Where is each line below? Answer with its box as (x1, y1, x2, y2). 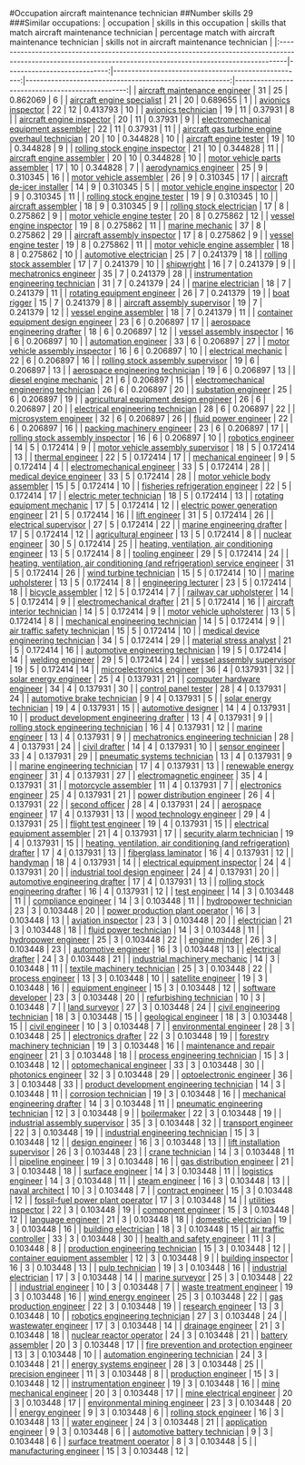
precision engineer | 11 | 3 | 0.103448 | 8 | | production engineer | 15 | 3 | (9, 1369, 280, 1379)
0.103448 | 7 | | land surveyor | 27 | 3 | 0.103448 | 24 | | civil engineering (9, 1002, 280, 1012)
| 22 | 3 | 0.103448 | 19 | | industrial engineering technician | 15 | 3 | (9, 1127, 261, 1138)
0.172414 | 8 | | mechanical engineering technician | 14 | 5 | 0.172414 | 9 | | (9, 616, 286, 626)
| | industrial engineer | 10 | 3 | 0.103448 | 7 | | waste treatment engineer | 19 (9, 1282, 293, 1292)
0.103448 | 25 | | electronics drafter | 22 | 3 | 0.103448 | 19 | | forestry (9, 1031, 270, 1041)
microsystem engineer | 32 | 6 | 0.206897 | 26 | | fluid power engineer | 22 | (9, 413, 293, 423)
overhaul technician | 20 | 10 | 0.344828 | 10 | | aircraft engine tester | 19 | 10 (9, 134, 295, 144)
